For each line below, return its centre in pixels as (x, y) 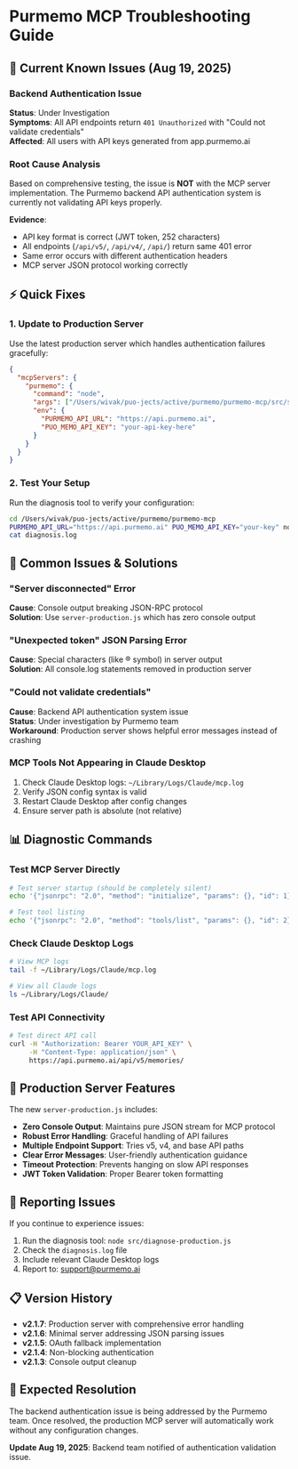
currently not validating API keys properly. (86, 203)
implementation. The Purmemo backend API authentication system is (135, 193)
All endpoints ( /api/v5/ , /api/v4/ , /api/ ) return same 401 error (137, 246)
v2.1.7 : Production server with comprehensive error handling (133, 1324)
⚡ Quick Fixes (47, 294)
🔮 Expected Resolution (73, 1390)
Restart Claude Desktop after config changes (105, 801)
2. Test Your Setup (50, 483)
